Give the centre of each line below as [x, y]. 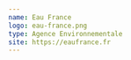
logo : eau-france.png [48, 26]
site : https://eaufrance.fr [60, 42]
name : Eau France [40, 17]
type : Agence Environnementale [65, 34]
